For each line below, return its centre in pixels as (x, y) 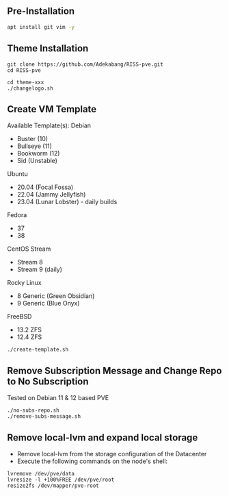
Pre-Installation (41, 11)
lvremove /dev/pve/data (41, 473)
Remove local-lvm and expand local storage (103, 437)
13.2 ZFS (29, 330)
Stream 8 (30, 262)
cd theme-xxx (26, 82)
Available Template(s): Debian (49, 125)
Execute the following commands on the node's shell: (92, 461)
